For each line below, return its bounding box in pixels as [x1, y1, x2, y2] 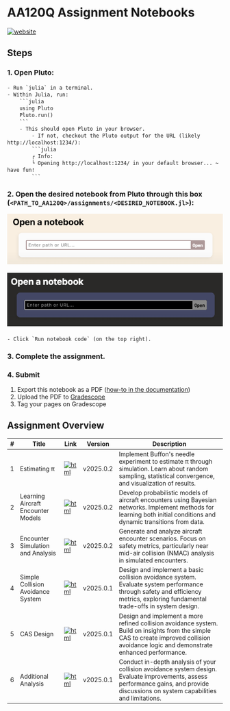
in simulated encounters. [118, 556, 188, 564]
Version [86, 440, 110, 448]
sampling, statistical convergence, [118, 471, 215, 480]
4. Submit [7, 370, 40, 379]
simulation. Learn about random [118, 464, 209, 473]
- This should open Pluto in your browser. [19, 125, 146, 132]
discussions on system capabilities [118, 686, 217, 695]
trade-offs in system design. [118, 602, 200, 610]
